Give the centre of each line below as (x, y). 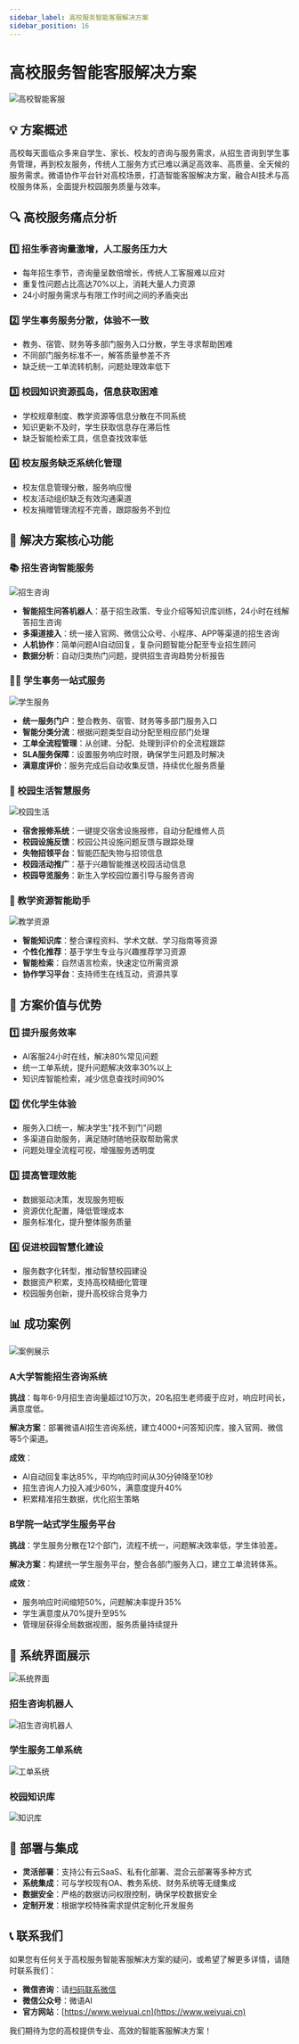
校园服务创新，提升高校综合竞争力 (85, 1293)
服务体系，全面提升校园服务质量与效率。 (91, 186)
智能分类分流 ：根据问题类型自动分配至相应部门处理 (116, 731)
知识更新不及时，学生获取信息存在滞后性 (96, 427)
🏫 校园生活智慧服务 (50, 790)
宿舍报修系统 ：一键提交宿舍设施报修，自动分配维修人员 (123, 831)
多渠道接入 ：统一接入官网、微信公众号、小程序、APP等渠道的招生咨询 (151, 633)
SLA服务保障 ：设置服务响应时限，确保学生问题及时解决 (123, 754)
